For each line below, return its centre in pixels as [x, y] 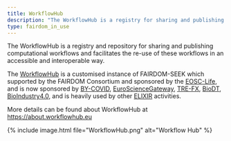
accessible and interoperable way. [56, 61]
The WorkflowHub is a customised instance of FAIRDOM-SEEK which [106, 74]
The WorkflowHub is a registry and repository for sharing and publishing [110, 46]
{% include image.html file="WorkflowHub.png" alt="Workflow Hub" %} [110, 130]
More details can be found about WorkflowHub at [77, 110]
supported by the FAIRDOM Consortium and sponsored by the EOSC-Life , [112, 82]
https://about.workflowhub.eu [49, 117]
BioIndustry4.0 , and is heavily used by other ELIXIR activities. [94, 96]
